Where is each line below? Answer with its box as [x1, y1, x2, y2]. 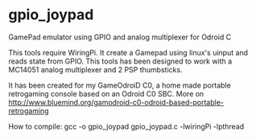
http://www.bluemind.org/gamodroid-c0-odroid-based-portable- [8, 97, 224, 107]
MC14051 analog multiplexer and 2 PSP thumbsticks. [8, 64, 183, 74]
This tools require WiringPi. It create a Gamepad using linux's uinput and [8, 47, 248, 57]
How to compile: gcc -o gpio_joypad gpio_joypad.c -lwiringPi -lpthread [8, 121, 245, 131]
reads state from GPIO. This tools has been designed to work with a [8, 56, 233, 66]
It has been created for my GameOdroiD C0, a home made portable [8, 80, 231, 90]
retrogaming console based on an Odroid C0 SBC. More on [8, 88, 204, 98]
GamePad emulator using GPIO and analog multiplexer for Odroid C [8, 32, 232, 42]
